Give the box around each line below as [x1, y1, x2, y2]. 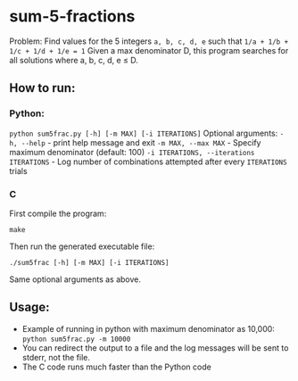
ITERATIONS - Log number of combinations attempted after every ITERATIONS [9, 156, 287, 167]
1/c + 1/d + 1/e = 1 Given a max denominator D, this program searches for [9, 45, 289, 55]
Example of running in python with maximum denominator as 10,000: [21, 323, 275, 334]
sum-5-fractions [9, 6, 136, 27]
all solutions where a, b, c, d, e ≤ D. [9, 54, 138, 65]
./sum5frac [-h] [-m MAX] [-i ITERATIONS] [9, 258, 170, 267]
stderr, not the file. [21, 352, 91, 362]
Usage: [9, 300, 51, 315]
